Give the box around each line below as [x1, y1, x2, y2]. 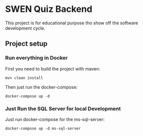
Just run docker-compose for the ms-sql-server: [5, 116, 105, 122]
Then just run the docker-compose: [5, 84, 78, 90]
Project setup [5, 40, 48, 48]
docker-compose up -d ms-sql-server [5, 126, 81, 131]
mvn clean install [5, 75, 43, 80]
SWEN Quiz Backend [5, 3, 93, 15]
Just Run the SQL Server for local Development [5, 105, 121, 112]
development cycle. [5, 25, 46, 31]
